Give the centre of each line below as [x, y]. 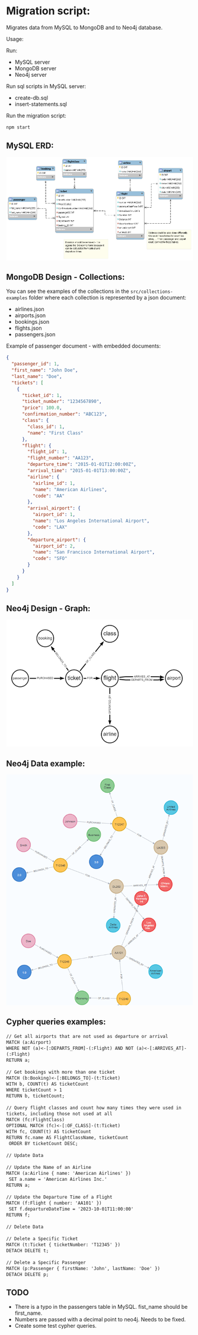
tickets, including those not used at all [59, 1114]
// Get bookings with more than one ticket [61, 1072]
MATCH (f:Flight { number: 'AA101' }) [54, 1203]
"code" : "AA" [49, 496]
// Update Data [25, 1155]
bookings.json [32, 322]
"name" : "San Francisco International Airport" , [94, 552]
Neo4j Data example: [46, 763]
